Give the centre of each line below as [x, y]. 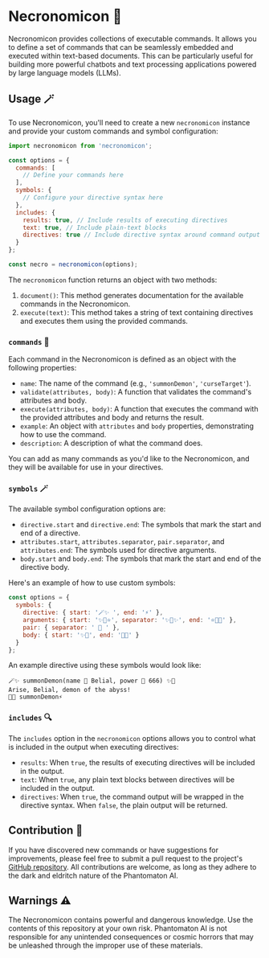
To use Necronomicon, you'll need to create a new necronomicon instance [129, 122]
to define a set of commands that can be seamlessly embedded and [121, 47]
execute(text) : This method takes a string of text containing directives [137, 312]
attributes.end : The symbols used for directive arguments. [118, 551]
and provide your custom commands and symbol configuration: [113, 131]
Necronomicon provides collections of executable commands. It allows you [132, 39]
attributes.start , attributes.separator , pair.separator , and [122, 542]
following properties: [43, 368]
